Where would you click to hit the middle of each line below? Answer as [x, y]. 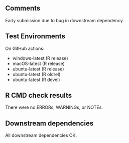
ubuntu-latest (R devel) [36, 80]
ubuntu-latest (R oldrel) [36, 74]
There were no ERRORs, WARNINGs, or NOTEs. [54, 107]
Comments [23, 8]
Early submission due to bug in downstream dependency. [64, 20]
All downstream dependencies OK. [41, 135]
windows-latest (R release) [40, 58]
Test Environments [35, 37]
